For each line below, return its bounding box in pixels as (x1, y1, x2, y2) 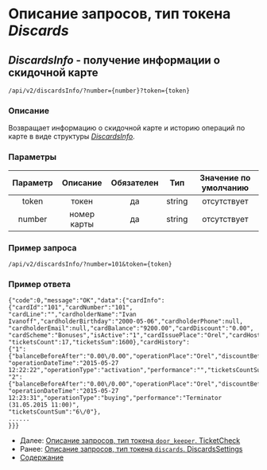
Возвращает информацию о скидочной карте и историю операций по (8, 123, 246, 133)
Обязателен (110, 177, 159, 188)
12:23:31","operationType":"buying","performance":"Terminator (8, 394, 222, 402)
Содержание (19, 453, 64, 462)
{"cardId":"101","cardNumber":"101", (8, 304, 133, 312)
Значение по (199, 172, 251, 183)
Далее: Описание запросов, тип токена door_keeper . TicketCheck (19, 436, 241, 445)
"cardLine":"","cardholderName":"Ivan (8, 311, 137, 319)
